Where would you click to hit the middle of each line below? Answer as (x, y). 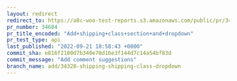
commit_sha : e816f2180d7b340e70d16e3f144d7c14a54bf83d (89, 54)
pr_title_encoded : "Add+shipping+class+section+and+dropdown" (100, 33)
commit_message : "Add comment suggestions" (72, 60)
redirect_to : (26, 20)
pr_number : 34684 (32, 27)
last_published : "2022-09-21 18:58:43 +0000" (75, 46)
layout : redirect (32, 14)
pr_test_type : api (34, 40)
